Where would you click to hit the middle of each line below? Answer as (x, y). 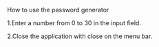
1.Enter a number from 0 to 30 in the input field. (74, 23)
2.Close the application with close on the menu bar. (80, 36)
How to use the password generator (58, 10)
